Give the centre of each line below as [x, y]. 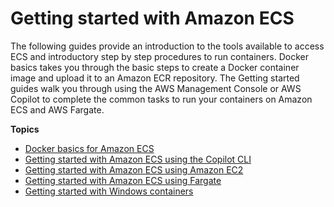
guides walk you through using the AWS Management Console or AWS [156, 88]
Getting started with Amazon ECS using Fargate [123, 180]
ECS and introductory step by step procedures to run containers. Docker [159, 56]
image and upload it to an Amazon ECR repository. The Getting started [155, 78]
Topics [25, 129]
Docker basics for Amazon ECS [89, 148]
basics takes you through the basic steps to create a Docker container [155, 67]
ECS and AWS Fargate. [57, 109]
